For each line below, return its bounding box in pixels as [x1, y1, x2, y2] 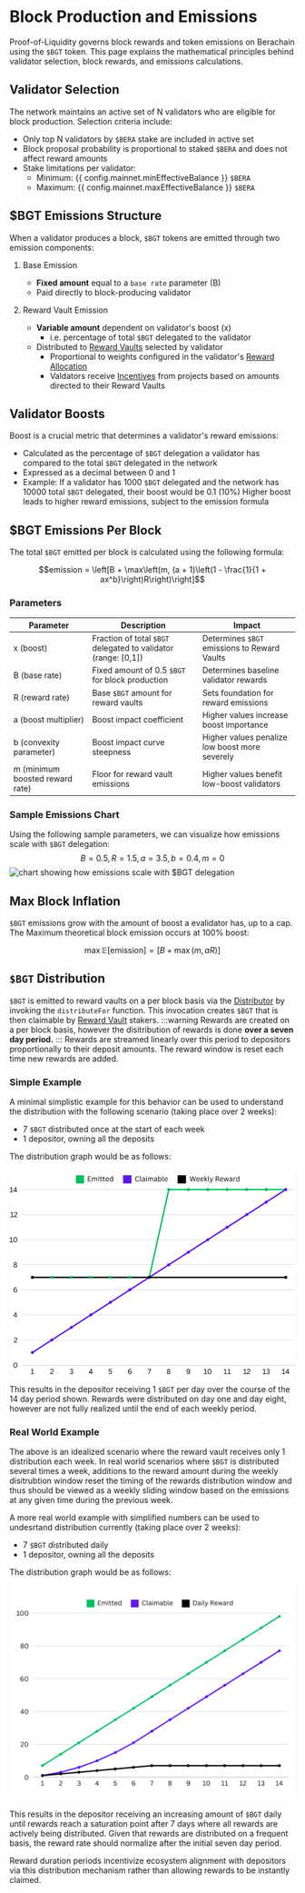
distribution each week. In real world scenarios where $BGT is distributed [9, 1456, 280, 1467]
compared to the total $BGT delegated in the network [22, 457, 218, 469]
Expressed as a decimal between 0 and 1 [22, 467, 176, 478]
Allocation [49, 361, 88, 372]
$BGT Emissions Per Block [9, 523, 162, 538]
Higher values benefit [202, 768, 283, 779]
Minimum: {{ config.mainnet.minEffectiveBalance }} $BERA [35, 172, 251, 183]
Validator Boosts [9, 406, 106, 422]
